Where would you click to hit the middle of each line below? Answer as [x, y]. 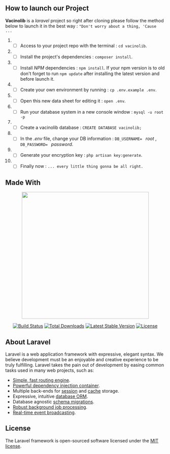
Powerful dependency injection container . [56, 386]
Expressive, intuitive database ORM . [50, 396]
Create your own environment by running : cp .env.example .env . [88, 90]
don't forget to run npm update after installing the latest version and [90, 74]
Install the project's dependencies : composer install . [76, 57]
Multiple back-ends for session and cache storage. [66, 391]
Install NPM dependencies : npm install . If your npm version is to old [92, 67]
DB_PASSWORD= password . [47, 145]
